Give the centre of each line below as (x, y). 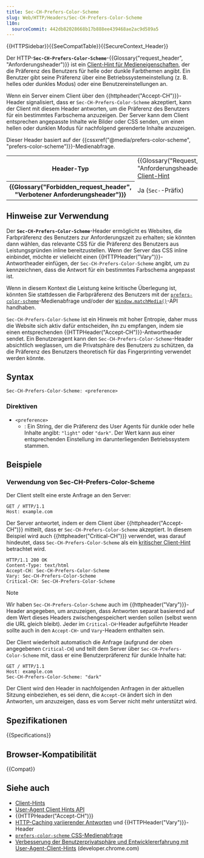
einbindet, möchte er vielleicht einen (52, 257)
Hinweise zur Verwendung (58, 216)
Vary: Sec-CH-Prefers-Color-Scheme (51, 576)
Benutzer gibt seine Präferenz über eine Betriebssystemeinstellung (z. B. (97, 77)
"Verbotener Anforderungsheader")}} (70, 194)
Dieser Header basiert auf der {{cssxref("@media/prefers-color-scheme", (99, 140)
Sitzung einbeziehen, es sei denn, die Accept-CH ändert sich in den (89, 695)
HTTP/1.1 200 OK (27, 560)
